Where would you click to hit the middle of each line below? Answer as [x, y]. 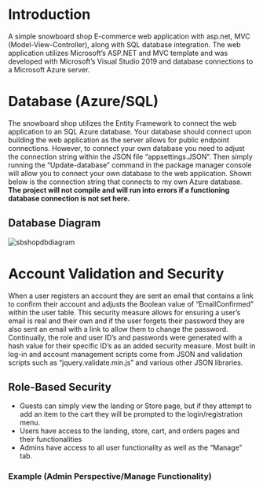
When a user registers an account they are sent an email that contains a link [131, 296]
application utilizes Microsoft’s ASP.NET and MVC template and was [118, 53]
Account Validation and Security [116, 274]
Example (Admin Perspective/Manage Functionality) [110, 476]
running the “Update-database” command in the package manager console [130, 165]
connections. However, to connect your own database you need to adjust [126, 148]
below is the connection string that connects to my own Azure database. [126, 182]
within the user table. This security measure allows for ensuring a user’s [124, 312]
